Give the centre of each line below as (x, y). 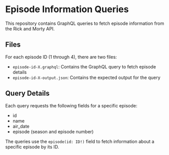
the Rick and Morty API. (30, 28)
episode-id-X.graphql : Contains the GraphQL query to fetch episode (84, 66)
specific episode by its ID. (32, 147)
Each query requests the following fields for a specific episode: (71, 105)
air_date (21, 126)
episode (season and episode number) (53, 131)
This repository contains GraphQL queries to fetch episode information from (85, 23)
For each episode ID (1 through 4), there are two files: (61, 57)
